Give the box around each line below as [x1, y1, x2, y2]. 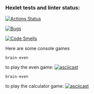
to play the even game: [5, 64, 54, 70]
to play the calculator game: [5, 83, 64, 89]
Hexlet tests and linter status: [5, 4, 80, 11]
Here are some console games [5, 45, 70, 52]
